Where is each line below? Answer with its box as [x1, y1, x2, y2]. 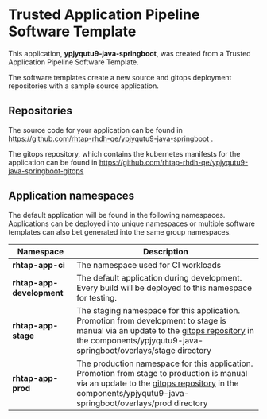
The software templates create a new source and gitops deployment [8, 72, 232, 82]
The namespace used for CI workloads [76, 259, 222, 270]
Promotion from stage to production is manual [76, 367, 248, 378]
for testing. [76, 292, 118, 303]
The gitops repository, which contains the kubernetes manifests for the [8, 149, 241, 158]
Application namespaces [8, 189, 135, 203]
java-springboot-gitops [8, 165, 84, 176]
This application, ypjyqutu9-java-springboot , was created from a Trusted [8, 48, 252, 58]
